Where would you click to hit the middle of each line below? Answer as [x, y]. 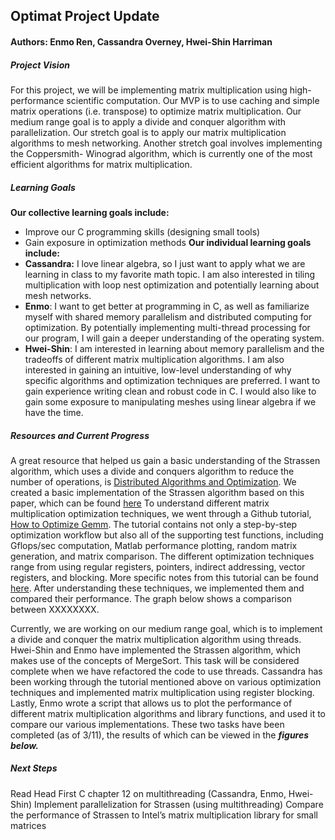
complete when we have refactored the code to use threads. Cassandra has [166, 671]
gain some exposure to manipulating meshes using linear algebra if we [170, 401]
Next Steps [34, 768]
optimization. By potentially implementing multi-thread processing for [167, 327]
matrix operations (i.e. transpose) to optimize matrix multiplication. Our [156, 111]
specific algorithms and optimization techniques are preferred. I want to [172, 380]
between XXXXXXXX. [55, 609]
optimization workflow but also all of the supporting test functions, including [167, 535]
